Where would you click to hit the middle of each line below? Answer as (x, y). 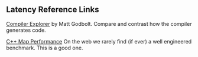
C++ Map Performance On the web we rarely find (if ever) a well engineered (99, 41)
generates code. (26, 30)
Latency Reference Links (53, 10)
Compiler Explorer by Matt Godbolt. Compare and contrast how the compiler (99, 24)
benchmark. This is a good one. (45, 48)
